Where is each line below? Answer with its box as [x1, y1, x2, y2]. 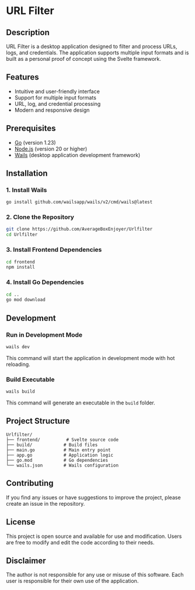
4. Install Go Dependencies [6, 278, 84, 286]
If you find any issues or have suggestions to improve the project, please [6, 493, 181, 501]
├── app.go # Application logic [6, 452, 114, 458]
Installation [6, 169, 48, 179]
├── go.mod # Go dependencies [6, 457, 109, 463]
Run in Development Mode [6, 331, 83, 339]
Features [6, 72, 39, 83]
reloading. [6, 361, 30, 368]
